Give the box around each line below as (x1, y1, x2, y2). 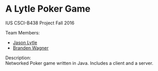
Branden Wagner (12, 45, 49, 51)
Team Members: (5, 29, 40, 35)
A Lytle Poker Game (5, 3, 91, 15)
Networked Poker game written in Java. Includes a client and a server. (5, 60, 153, 66)
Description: (5, 54, 31, 61)
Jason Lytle (12, 39, 37, 46)
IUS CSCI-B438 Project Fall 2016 (5, 20, 74, 26)
